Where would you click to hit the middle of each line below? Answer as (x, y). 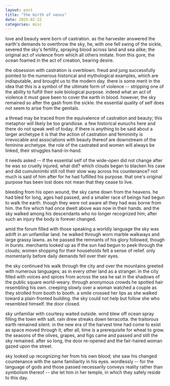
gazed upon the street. (29, 346)
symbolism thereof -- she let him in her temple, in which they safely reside (83, 372)
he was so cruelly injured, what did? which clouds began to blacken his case (85, 166)
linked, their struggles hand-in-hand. (44, 150)
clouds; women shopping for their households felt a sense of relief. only (80, 251)
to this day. (17, 378)
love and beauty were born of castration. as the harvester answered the (80, 39)
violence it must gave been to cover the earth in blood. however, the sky (81, 97)
